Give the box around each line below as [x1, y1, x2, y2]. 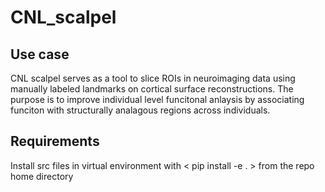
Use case [10, 46, 70, 63]
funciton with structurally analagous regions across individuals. [10, 104, 271, 116]
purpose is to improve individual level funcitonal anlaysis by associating [10, 94, 305, 105]
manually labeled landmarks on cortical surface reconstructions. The [10, 83, 294, 95]
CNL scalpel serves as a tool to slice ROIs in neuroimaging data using [10, 72, 296, 84]
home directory [10, 170, 74, 182]
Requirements [10, 133, 100, 150]
